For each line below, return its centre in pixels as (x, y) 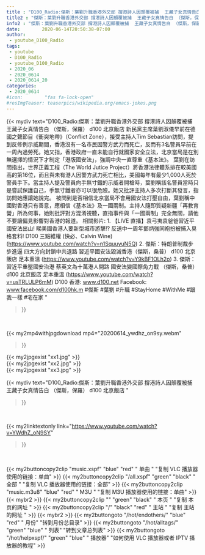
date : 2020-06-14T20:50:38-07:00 (59, 29)
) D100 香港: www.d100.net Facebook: (99, 281)
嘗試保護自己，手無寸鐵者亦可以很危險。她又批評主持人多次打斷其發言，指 (105, 190)
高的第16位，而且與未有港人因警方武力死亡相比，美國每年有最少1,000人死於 (102, 174)
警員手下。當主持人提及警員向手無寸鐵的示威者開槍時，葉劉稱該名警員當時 (100, 182)
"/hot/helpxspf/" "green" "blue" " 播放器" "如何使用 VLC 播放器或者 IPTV (97, 538)
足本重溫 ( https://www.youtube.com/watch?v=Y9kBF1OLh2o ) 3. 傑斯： (107, 259)
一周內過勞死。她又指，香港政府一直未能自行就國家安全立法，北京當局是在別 (103, 152)
